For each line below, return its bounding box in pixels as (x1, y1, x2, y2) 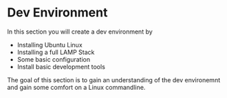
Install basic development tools (17, 62, 105, 71)
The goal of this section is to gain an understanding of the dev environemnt (7, 75, 221, 84)
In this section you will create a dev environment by (7, 27, 153, 36)
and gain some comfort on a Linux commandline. (7, 83, 146, 91)
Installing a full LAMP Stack (17, 48, 95, 56)
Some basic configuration (17, 55, 91, 63)
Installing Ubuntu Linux (17, 40, 83, 49)
